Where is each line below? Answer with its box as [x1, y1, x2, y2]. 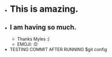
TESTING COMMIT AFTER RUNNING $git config [9, 47, 107, 52]
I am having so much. [9, 23, 77, 31]
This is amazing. [9, 3, 79, 15]
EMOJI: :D [17, 41, 38, 47]
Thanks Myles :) [17, 36, 50, 42]
